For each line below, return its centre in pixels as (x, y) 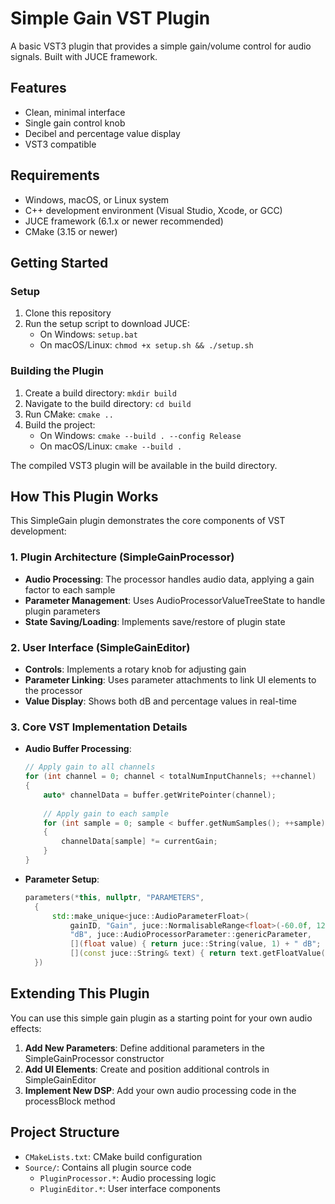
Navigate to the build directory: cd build (108, 403)
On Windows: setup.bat (88, 334)
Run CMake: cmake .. (69, 414)
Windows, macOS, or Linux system (97, 199)
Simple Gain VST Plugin (110, 18)
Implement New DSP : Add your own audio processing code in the (160, 1090)
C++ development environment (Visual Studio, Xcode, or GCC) (153, 210)
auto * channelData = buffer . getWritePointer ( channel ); (160, 795)
